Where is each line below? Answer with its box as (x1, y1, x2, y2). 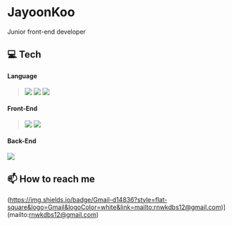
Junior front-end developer (7, 27, 86, 36)
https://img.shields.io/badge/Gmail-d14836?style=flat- (9, 195, 167, 204)
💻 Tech (7, 48, 41, 60)
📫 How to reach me (7, 173, 96, 185)
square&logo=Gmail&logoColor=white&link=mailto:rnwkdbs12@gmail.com (7, 203, 221, 211)
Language (7, 72, 37, 80)
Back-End (7, 137, 37, 145)
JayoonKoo (7, 4, 75, 20)
